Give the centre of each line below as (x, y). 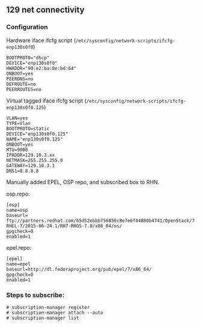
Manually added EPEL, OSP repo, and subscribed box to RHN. (83, 182)
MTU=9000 (17, 150)
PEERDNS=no (20, 79)
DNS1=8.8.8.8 (23, 171)
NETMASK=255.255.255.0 (35, 160)
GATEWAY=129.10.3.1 (31, 165)
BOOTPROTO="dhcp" (28, 58)
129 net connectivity (45, 10)
